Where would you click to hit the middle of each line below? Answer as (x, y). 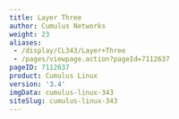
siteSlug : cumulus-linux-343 (64, 101)
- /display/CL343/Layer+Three (69, 51)
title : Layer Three (46, 17)
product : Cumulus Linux (54, 76)
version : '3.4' (38, 84)
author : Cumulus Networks (57, 26)
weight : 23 (30, 34)
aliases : (26, 42)
